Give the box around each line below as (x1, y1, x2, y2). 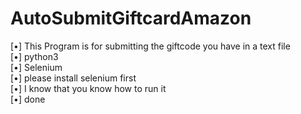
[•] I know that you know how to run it (10, 82, 167, 94)
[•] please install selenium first (10, 72, 137, 84)
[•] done (10, 93, 46, 105)
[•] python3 (10, 50, 59, 62)
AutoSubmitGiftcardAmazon (10, 7, 252, 30)
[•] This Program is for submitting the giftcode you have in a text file (10, 40, 291, 52)
